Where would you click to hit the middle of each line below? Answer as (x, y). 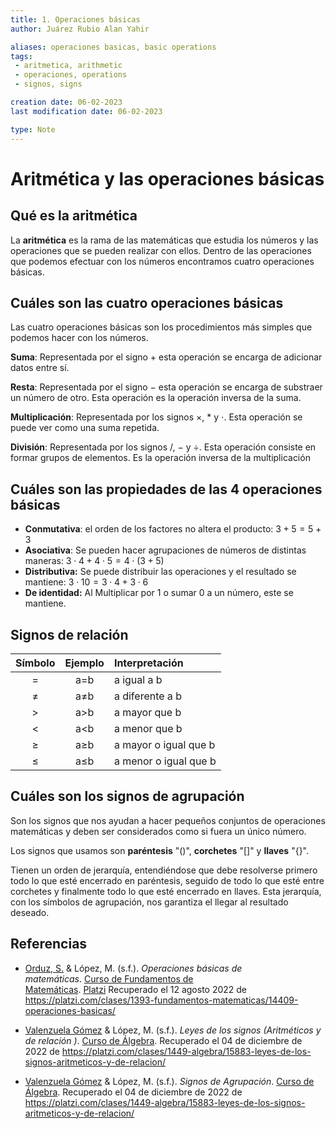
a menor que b (148, 728)
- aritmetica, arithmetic (68, 66)
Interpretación (148, 663)
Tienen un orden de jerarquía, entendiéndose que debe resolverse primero (164, 870)
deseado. (30, 912)
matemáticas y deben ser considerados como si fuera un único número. (158, 831)
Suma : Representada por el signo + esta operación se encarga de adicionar (166, 357)
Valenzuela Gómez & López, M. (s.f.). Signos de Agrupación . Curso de (169, 1081)
